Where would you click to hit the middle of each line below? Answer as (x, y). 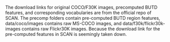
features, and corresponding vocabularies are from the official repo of (78, 13)
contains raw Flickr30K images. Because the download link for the (91, 29)
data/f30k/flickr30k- (144, 23)
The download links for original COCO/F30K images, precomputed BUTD (81, 7)
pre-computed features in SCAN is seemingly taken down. (66, 34)
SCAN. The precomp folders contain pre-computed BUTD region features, (83, 18)
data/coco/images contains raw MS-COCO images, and (63, 23)
